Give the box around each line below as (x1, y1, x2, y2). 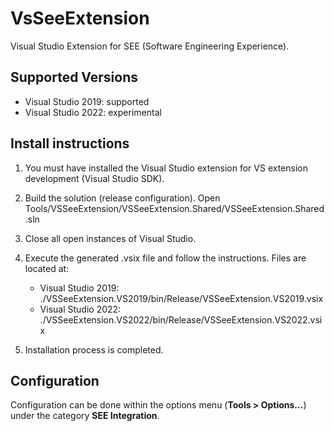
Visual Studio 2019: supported (24, 95, 150, 107)
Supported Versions (10, 69, 138, 86)
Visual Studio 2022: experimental (24, 106, 162, 118)
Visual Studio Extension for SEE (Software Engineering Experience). (10, 40, 290, 52)
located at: (24, 262, 70, 274)
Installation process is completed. (24, 343, 164, 356)
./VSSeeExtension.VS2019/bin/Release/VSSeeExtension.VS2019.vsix (39, 292, 324, 304)
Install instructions (10, 135, 130, 152)
